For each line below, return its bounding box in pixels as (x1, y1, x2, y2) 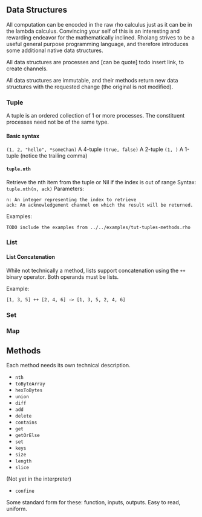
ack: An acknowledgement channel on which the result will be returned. (6, 202, 194, 208)
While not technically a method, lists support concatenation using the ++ (6, 267, 186, 274)
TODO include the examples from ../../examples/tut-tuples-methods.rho (6, 224, 191, 230)
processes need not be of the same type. (6, 118, 109, 126)
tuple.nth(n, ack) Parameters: (6, 185, 85, 192)
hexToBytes (15, 387, 43, 393)
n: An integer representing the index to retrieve (6, 196, 137, 202)
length (15, 458, 32, 464)
